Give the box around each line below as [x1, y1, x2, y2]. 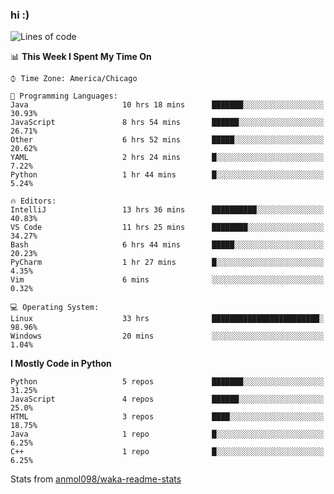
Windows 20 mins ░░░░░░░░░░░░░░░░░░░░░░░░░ [10, 331, 325, 342]
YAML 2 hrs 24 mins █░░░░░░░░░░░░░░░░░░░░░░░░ [10, 153, 325, 163]
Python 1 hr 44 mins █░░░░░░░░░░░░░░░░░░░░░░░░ [10, 170, 325, 180]
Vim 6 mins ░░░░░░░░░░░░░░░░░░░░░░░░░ [10, 275, 325, 285]
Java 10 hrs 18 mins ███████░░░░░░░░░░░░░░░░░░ [10, 100, 325, 110]
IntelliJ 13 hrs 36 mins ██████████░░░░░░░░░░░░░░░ [10, 205, 325, 215]
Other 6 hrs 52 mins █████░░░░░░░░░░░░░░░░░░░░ [10, 135, 325, 145]
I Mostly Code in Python [10, 358, 112, 370]
